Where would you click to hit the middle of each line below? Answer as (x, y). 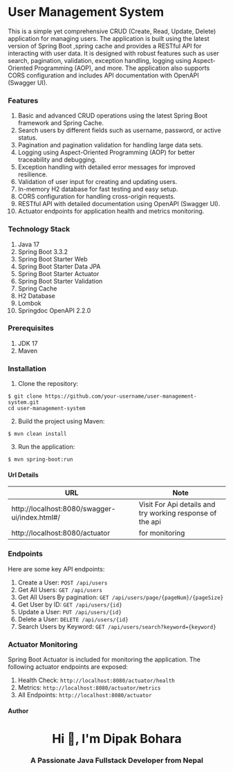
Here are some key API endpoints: (56, 569)
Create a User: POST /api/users (63, 582)
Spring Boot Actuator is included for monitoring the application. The (104, 659)
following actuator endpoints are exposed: (68, 667)
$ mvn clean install (38, 434)
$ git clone (25, 396)
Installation (27, 369)
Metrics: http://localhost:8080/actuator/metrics (89, 687)
